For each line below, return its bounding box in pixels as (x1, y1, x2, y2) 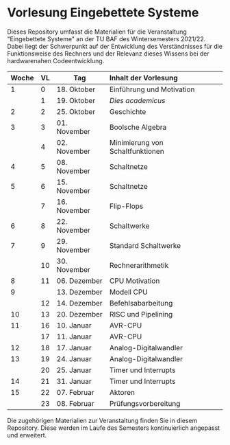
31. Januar (56, 376, 92, 386)
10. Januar (56, 321, 92, 330)
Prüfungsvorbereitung (109, 398, 181, 408)
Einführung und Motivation (109, 84, 195, 94)
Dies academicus (109, 95, 166, 105)
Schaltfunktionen (109, 146, 164, 156)
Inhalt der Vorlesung (109, 73, 178, 82)
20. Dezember (56, 309, 103, 319)
